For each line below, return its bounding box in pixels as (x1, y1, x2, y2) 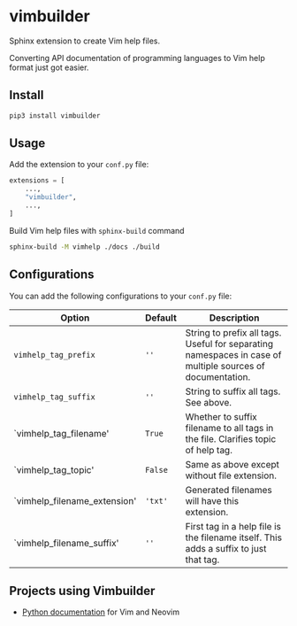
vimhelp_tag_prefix (13, 350, 95, 359)
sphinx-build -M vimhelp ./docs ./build (9, 242, 161, 251)
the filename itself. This (185, 531, 283, 544)
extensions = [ (9, 176, 65, 185)
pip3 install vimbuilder (9, 111, 101, 120)
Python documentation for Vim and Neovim (21, 607, 179, 617)
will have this (185, 494, 240, 506)
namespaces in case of (185, 348, 282, 360)
